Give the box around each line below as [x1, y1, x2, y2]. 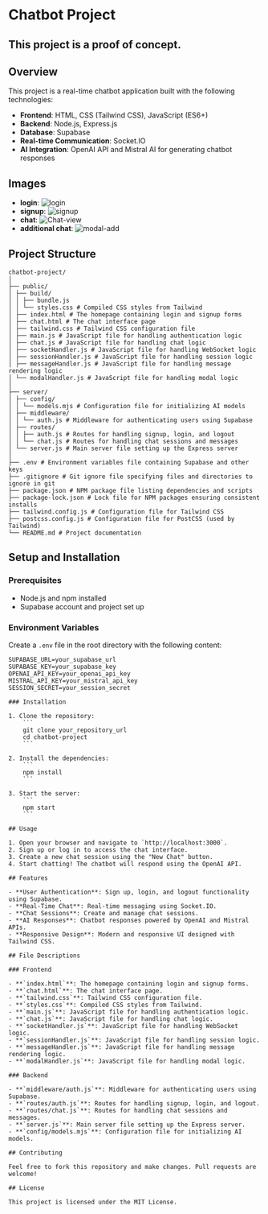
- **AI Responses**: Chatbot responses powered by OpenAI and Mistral [8, 916, 250, 924]
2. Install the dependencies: [8, 754, 110, 762]
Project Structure [8, 247, 96, 261]
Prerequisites [8, 575, 62, 586]
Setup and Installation [8, 551, 120, 564]
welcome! [8, 1170, 38, 1178]
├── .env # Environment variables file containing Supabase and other [8, 459, 250, 467]
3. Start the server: [8, 790, 81, 798]
